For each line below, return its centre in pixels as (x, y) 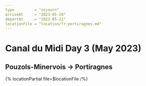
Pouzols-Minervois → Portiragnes (59, 67)
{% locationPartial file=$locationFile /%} (47, 79)
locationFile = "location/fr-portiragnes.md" (53, 24)
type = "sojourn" (32, 10)
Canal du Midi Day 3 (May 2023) (73, 48)
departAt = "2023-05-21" (35, 19)
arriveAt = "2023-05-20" (35, 14)
